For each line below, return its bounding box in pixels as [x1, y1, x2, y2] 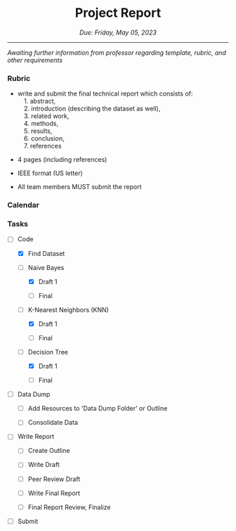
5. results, [23, 127, 53, 135]
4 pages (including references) [17, 155, 107, 164]
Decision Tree [27, 347, 69, 356]
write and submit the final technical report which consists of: [17, 89, 193, 98]
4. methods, [23, 120, 59, 128]
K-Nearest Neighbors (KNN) [27, 305, 109, 314]
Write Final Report [27, 489, 81, 497]
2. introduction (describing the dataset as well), [23, 104, 161, 113]
